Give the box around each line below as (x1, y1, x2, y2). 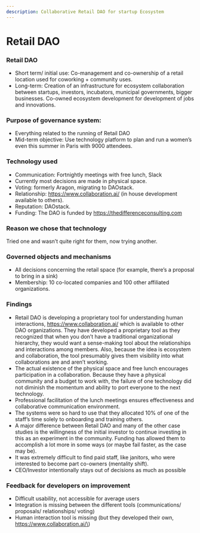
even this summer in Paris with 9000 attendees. (14, 142, 133, 150)
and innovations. (14, 101, 56, 108)
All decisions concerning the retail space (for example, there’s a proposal (14, 266, 195, 273)
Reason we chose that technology (6, 224, 107, 232)
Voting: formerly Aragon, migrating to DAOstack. (14, 184, 134, 191)
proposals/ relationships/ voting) (14, 507, 95, 514)
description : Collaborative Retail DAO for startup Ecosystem (6, 8, 164, 15)
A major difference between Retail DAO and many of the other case (14, 422, 180, 429)
